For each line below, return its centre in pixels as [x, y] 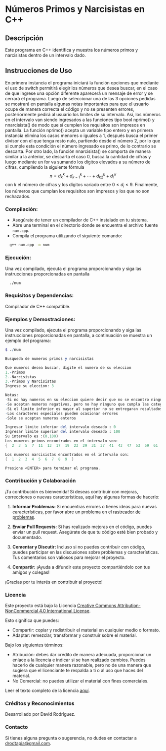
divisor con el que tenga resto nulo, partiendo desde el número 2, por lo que [83, 140]
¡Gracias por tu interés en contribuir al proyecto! [54, 582]
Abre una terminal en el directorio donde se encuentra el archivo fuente [85, 225]
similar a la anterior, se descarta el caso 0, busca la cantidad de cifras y [78, 156]
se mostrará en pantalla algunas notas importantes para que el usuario [77, 104]
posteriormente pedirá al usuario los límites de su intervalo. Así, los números [83, 114]
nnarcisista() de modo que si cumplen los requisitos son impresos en [75, 125]
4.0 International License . [65, 611]
